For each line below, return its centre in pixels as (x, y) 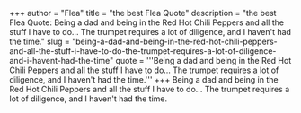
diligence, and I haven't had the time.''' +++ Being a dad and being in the (144, 79)
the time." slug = (40, 41)
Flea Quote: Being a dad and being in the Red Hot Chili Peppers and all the (147, 22)
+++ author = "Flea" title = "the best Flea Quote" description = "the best (143, 13)
